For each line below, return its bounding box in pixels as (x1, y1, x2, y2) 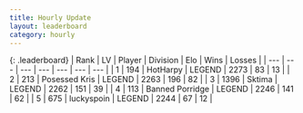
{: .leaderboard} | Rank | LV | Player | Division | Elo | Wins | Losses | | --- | (9, 55, 285, 66)
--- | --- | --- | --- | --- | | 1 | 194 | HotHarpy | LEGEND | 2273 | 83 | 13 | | (19, 64, 290, 75)
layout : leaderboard (9, 22, 88, 31)
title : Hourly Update (9, 13, 92, 23)
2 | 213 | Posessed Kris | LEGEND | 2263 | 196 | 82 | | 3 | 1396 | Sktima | (9, 74, 278, 85)
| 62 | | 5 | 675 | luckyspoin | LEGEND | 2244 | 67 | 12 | (9, 93, 213, 104)
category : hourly (9, 30, 76, 39)
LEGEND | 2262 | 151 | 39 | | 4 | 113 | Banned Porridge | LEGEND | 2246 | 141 (9, 83, 294, 95)
